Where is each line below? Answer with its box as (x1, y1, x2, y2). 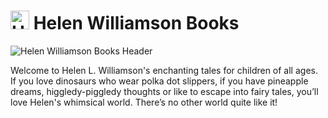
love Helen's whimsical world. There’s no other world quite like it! (10, 96, 278, 108)
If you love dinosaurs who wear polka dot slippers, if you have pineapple (10, 75, 309, 87)
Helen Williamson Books (33, 12, 240, 35)
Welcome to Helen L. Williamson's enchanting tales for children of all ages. (10, 64, 318, 76)
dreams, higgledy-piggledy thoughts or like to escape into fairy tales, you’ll (10, 85, 319, 97)
